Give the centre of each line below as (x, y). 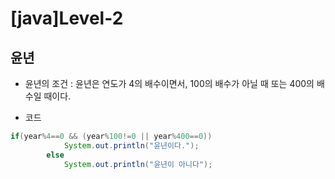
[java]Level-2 (67, 18)
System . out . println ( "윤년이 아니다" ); (138, 164)
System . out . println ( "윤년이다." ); (131, 145)
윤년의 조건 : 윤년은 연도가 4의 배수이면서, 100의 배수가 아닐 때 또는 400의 (169, 83)
